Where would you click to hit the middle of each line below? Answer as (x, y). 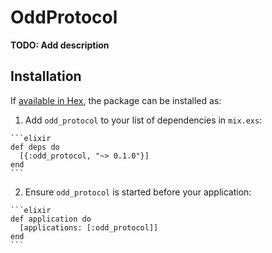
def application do (51, 219)
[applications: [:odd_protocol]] (89, 227)
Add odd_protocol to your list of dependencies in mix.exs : (143, 120)
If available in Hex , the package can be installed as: (116, 100)
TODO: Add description (60, 45)
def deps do (35, 147)
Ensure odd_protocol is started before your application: (138, 192)
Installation (46, 76)
